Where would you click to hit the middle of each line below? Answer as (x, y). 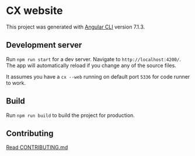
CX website (34, 11)
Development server (44, 45)
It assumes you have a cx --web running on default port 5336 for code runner (98, 76)
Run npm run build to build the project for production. (71, 115)
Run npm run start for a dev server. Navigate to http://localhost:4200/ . (93, 59)
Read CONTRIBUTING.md (37, 147)
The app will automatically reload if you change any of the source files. (91, 65)
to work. (16, 83)
